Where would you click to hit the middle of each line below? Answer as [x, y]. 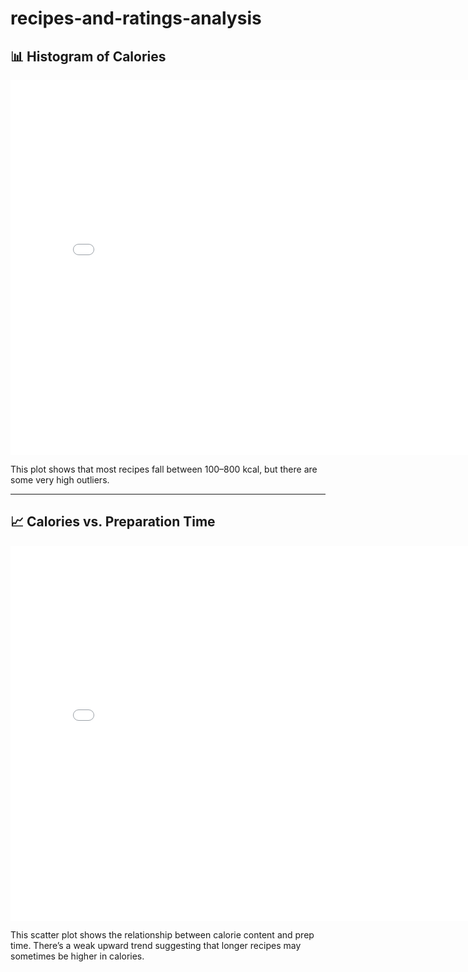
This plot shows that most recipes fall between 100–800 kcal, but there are [164, 469]
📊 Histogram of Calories [88, 56]
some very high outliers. [60, 480]
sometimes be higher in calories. [77, 956]
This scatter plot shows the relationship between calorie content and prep [162, 934]
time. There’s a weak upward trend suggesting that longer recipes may [156, 945]
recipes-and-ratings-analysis [136, 18]
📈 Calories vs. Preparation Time [113, 522]
